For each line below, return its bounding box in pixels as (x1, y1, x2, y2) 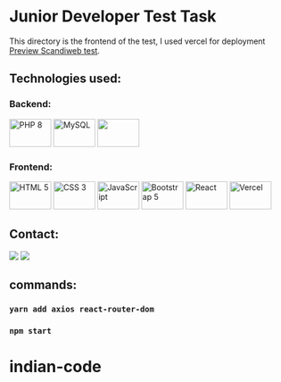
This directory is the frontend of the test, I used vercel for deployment (9, 36, 266, 46)
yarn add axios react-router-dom (9, 304, 154, 314)
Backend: (9, 98, 52, 111)
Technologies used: (9, 71, 122, 87)
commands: (9, 278, 78, 293)
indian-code (9, 357, 103, 377)
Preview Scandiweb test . (9, 45, 101, 55)
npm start (9, 326, 52, 336)
